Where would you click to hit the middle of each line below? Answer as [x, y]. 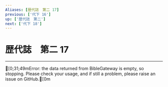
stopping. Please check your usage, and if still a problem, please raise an [80, 74]
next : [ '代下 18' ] [23, 24]
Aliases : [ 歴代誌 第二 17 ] [32, 10]
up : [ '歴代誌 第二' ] [25, 19]
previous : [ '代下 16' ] [28, 14]
